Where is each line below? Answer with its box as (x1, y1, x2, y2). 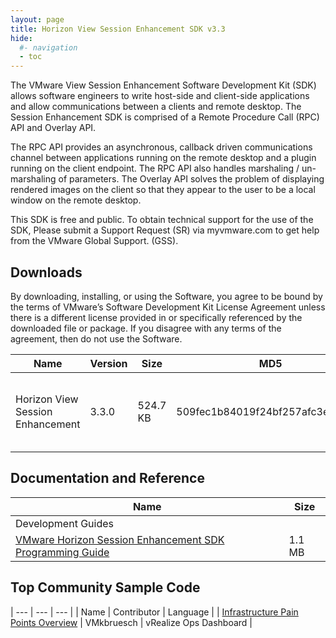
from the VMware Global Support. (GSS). (10, 235, 179, 247)
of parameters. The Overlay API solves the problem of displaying (58, 173, 325, 185)
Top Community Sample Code (10, 579, 201, 596)
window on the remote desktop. (10, 194, 142, 206)
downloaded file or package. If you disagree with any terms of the (10, 322, 282, 334)
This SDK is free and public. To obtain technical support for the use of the (10, 214, 314, 226)
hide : (10, 33, 33, 43)
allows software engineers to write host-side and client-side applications (10, 90, 310, 102)
